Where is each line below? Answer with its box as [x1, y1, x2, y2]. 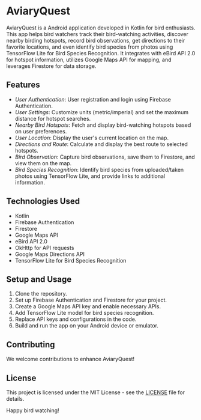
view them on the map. [14, 159, 72, 166]
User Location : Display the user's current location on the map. [14, 134, 169, 141]
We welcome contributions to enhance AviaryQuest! [6, 356, 135, 363]
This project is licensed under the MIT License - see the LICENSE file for [6, 389, 185, 396]
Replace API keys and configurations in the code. [14, 315, 137, 323]
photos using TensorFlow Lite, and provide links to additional [14, 172, 166, 180]
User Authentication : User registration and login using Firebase [14, 96, 171, 103]
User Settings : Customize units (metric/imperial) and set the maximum [14, 108, 189, 115]
